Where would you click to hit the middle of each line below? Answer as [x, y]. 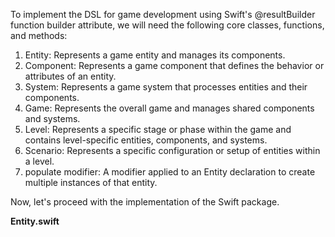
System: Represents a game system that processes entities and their [166, 87]
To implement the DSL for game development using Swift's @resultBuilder [163, 14]
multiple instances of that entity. [91, 182]
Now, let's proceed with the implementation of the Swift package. [145, 202]
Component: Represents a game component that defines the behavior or [174, 65]
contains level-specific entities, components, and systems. [146, 140]
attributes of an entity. [70, 76]
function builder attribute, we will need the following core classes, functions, [167, 25]
